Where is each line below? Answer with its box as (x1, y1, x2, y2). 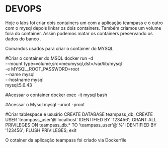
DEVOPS (5, 3, 42, 15)
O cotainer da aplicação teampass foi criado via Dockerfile (5, 137, 127, 143)
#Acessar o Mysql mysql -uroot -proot (5, 101, 85, 107)
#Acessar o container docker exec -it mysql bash (5, 92, 107, 98)
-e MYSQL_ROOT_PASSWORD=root (5, 66, 79, 72)
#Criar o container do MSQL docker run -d (5, 55, 94, 61)
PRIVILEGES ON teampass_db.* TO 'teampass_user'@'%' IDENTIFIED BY (5, 122, 157, 128)
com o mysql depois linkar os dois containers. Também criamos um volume (5, 25, 161, 31)
